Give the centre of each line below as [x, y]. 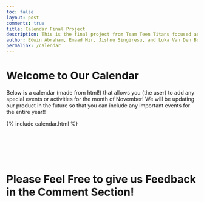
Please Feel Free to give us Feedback [101, 179]
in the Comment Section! [70, 192]
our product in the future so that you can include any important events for [98, 105]
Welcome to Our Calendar [73, 76]
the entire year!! [26, 112]
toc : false [20, 12]
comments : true [25, 23]
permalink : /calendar [34, 46]
